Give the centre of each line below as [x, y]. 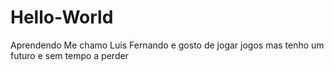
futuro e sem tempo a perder [69, 55]
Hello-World [62, 17]
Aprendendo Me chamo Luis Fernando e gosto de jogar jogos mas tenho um [167, 45]
